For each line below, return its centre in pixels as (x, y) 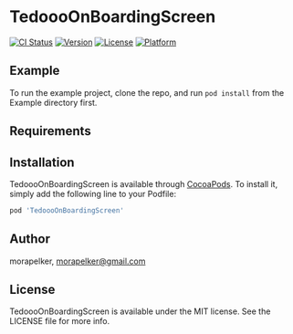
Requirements (50, 131)
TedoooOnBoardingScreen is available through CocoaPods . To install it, (144, 183)
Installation (42, 162)
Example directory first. (53, 102)
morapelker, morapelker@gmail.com (78, 261)
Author (30, 239)
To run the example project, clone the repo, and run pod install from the (147, 92)
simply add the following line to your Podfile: (93, 193)
